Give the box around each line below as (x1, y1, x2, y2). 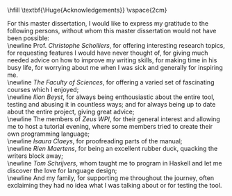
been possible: (7, 34, 50, 42)
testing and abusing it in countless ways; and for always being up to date (7, 100, 216, 108)
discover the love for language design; (7, 166, 117, 175)
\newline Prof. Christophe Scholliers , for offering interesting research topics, (7, 42, 226, 49)
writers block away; (7, 152, 64, 160)
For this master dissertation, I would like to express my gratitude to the (7, 19, 209, 27)
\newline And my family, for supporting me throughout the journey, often (7, 174, 214, 182)
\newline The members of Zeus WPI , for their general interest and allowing (7, 115, 220, 123)
